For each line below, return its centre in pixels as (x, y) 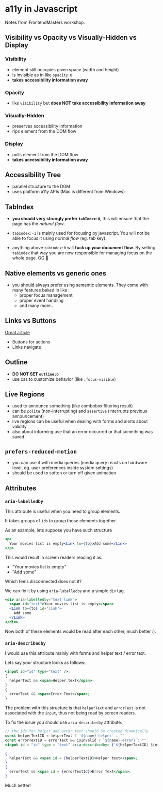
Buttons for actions (31, 342)
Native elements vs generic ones (56, 273)
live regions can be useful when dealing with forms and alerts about (80, 421)
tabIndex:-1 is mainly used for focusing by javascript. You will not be (81, 233)
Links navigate (26, 347)
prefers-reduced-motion (41, 451)
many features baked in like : (41, 290)
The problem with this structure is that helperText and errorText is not (75, 708)
